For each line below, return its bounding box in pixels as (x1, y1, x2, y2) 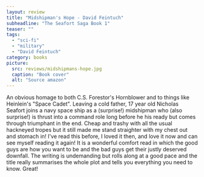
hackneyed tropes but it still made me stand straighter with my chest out (6, 126, 188, 134)
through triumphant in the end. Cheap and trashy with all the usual (6, 120, 172, 127)
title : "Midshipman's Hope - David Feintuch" (6, 15, 124, 21)
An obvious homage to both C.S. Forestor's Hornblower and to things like (6, 94, 190, 101)
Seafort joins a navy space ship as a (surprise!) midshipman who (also (6, 107, 183, 114)
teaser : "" (6, 26, 34, 32)
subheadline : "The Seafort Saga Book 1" (6, 20, 111, 26)
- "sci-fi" (12, 37, 40, 43)
